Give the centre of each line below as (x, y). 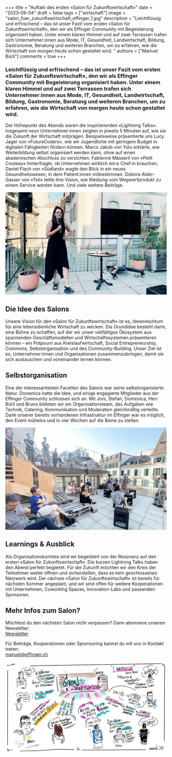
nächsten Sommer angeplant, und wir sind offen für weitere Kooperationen (84, 584)
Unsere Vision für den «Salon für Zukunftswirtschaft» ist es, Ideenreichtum (84, 321)
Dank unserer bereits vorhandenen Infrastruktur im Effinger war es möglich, (85, 415)
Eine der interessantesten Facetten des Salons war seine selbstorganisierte (84, 388)
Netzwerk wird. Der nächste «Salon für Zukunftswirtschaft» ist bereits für (83, 578)
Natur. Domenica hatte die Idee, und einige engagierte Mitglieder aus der (82, 393)
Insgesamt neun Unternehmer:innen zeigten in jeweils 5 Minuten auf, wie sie (86, 131)
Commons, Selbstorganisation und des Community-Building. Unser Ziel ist (83, 349)
